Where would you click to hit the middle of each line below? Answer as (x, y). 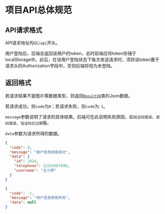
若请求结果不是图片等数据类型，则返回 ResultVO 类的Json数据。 (69, 96)
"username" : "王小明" (35, 171)
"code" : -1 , (22, 193)
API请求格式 (24, 30)
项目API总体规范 (38, 10)
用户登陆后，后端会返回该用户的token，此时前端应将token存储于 (71, 53)
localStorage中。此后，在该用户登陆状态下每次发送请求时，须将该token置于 (82, 59)
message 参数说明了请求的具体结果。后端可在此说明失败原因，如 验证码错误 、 (81, 116)
